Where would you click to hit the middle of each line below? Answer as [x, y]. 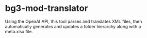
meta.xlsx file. [19, 31]
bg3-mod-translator [47, 8]
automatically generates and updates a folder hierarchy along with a [73, 26]
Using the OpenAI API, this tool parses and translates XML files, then [73, 21]
